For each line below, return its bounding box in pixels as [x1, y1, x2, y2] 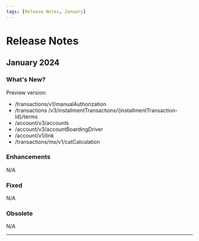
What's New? [6, 75, 46, 83]
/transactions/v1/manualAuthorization [14, 100, 107, 107]
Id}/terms [14, 113, 38, 120]
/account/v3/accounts [14, 119, 69, 126]
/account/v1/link [14, 131, 54, 139]
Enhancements [6, 153, 51, 161]
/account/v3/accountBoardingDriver [14, 126, 104, 133]
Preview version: [6, 89, 47, 96]
